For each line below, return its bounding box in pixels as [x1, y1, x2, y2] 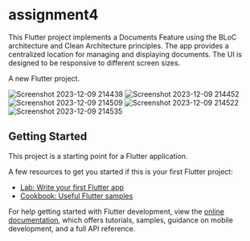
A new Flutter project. [8, 73, 80, 83]
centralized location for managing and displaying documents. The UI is [8, 49, 243, 59]
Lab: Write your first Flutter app [19, 182, 125, 192]
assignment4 [8, 6, 99, 24]
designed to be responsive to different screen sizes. [8, 58, 181, 68]
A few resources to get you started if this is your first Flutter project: [8, 167, 233, 177]
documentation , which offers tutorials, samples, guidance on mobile [8, 215, 233, 225]
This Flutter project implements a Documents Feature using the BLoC [8, 32, 237, 42]
